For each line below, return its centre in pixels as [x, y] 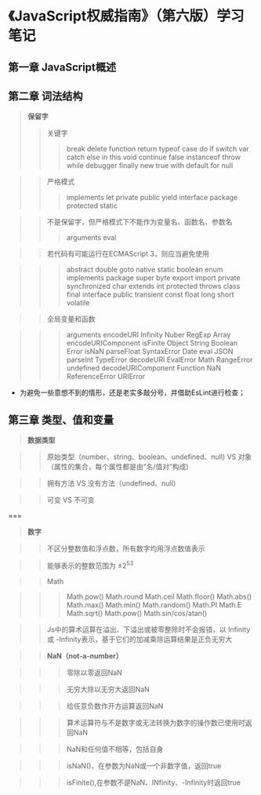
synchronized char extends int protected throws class [153, 286]
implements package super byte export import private [153, 278]
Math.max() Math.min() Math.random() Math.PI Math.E [154, 604]
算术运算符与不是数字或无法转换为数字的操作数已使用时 [156, 722]
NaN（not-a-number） [85, 655]
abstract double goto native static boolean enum [145, 270]
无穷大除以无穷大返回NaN [108, 689]
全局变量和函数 [71, 319]
